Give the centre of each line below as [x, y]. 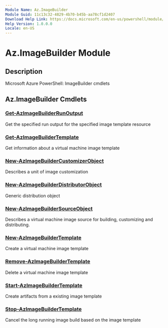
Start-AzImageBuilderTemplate [44, 285]
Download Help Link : [27, 19]
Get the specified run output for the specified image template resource [78, 124]
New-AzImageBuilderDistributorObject [53, 185]
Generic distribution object [33, 196]
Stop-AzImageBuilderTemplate [43, 309]
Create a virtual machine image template [47, 249]
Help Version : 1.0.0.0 [29, 24]
